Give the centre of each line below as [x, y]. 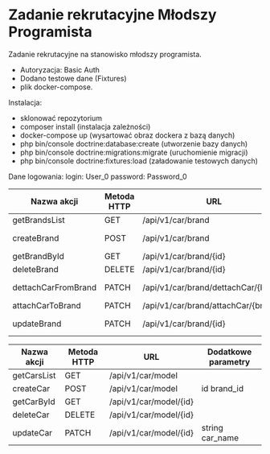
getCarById [34, 402]
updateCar [33, 432]
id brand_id [222, 388]
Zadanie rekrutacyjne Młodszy [112, 15]
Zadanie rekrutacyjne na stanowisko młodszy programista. [105, 54]
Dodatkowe [230, 352]
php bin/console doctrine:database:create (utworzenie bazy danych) [134, 143]
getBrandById [38, 256]
